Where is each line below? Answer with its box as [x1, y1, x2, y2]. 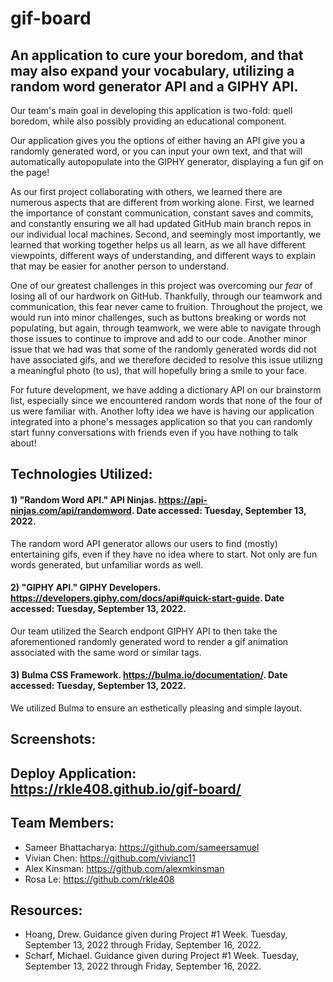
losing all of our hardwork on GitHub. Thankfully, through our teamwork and [10, 290, 323, 302]
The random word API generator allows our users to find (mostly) [10, 537, 278, 549]
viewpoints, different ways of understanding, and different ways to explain [10, 250, 317, 261]
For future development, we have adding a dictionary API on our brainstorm [10, 384, 322, 396]
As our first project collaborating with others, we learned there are [10, 186, 283, 197]
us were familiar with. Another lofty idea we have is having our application [10, 405, 315, 417]
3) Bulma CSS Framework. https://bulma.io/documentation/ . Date [10, 669, 288, 681]
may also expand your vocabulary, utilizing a [10, 62, 295, 79]
